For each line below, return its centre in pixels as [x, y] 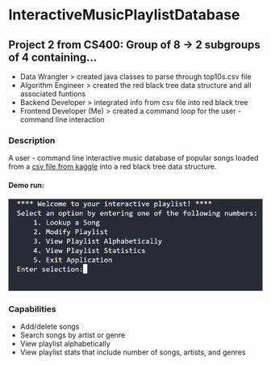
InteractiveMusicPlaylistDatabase [124, 15]
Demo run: [26, 185]
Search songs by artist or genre [73, 335]
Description [32, 141]
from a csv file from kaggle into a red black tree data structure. [113, 166]
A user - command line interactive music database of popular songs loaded [133, 158]
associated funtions [53, 94]
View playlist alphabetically [65, 344]
